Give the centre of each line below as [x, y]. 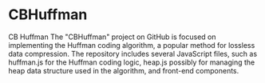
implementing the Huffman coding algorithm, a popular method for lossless [132, 45]
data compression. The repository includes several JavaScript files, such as [133, 53]
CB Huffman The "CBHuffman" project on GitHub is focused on [113, 37]
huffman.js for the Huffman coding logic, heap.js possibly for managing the [132, 62]
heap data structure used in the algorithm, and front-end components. [124, 70]
